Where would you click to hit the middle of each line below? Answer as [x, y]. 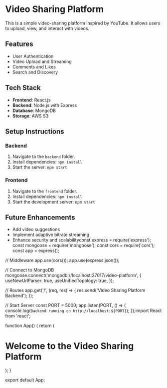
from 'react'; [18, 316]
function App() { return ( [30, 325]
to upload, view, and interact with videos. [47, 28]
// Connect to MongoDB [30, 270]
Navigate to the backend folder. [44, 156]
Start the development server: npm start [54, 201]
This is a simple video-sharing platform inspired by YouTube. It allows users [83, 23]
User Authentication [33, 56]
